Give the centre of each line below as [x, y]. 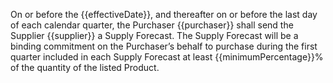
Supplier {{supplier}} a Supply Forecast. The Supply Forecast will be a [154, 35]
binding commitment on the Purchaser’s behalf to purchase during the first [164, 46]
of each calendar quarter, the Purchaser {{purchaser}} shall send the [152, 25]
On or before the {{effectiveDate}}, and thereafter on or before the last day [164, 14]
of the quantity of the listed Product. [85, 67]
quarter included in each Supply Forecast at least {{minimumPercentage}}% [167, 57]
